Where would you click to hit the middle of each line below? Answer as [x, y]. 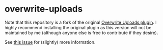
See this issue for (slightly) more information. [50, 42]
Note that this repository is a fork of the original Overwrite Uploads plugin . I [81, 22]
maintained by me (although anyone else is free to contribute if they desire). [81, 33]
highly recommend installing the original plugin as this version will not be [78, 27]
